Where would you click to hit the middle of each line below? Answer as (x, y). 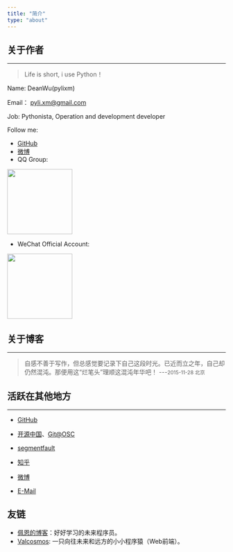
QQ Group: (33, 160)
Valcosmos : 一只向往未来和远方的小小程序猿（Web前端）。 (100, 541)
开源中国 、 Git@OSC (46, 434)
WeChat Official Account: (53, 244)
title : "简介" (27, 14)
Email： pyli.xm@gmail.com (47, 103)
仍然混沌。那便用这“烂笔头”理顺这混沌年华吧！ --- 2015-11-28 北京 (115, 372)
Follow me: (23, 130)
